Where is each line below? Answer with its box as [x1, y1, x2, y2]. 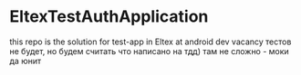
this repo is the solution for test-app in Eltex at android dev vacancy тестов [9, 36, 292, 47]
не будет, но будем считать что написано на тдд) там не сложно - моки [9, 45, 289, 56]
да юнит [9, 55, 42, 66]
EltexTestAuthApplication [9, 6, 209, 27]
